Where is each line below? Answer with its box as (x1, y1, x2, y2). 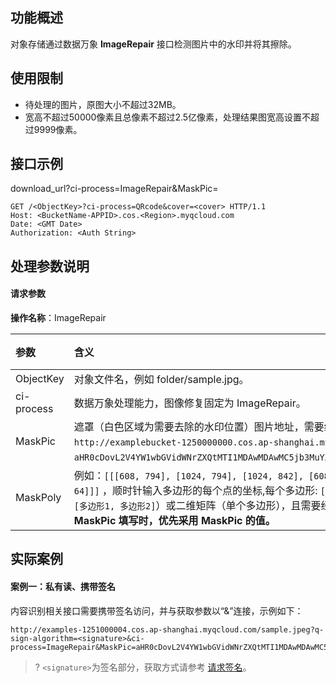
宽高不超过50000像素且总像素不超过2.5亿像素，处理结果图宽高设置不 (24, 111, 312, 123)
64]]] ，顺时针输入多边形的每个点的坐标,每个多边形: (73, 484, 318, 498)
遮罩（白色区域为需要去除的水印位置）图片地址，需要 (73, 420, 325, 434)
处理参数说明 (10, 258, 90, 275)
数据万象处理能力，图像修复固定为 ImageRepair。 (73, 396, 307, 410)
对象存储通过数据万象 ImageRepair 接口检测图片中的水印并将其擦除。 (10, 38, 297, 50)
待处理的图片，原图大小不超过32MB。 (24, 98, 182, 110)
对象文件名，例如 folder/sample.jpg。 (73, 373, 250, 387)
